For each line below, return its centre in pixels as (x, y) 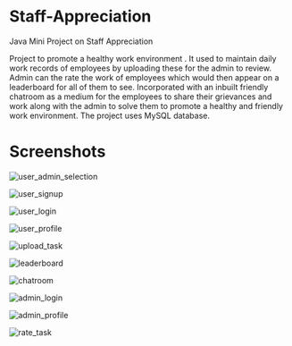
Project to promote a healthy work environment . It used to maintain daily (143, 58)
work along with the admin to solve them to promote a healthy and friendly (146, 105)
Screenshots (58, 152)
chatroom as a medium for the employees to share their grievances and (141, 97)
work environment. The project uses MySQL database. (110, 115)
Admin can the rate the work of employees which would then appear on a (144, 77)
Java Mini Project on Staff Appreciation (81, 41)
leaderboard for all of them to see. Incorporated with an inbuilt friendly (139, 87)
